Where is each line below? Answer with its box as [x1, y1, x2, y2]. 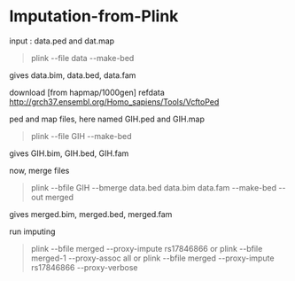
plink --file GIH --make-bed [30, 130, 132, 141]
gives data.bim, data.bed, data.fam [9, 69, 136, 81]
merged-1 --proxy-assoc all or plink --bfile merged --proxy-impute [30, 253, 275, 263]
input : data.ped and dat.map [9, 35, 115, 46]
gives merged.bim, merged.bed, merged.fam [9, 208, 173, 219]
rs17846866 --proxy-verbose [30, 261, 138, 272]
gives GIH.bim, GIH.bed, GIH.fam [9, 148, 129, 159]
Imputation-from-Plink [9, 6, 179, 27]
